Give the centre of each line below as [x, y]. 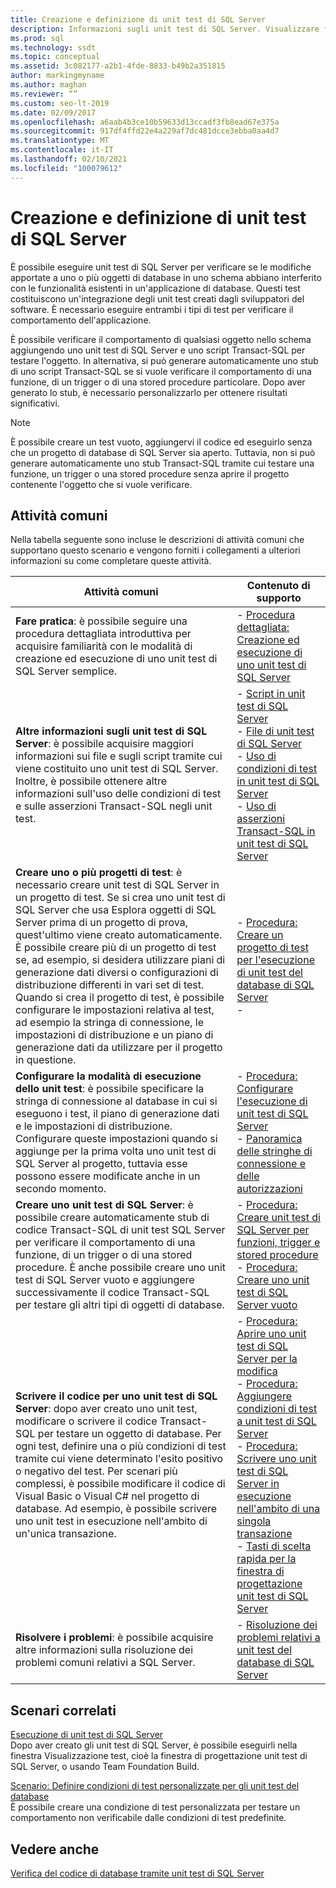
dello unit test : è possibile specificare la [110, 1089]
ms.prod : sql [37, 38]
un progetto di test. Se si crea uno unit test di [120, 898]
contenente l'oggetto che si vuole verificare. [101, 484]
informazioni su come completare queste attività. [111, 561]
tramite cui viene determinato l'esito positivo [119, 1459]
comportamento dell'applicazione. [81, 320]
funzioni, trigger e [278, 1243]
